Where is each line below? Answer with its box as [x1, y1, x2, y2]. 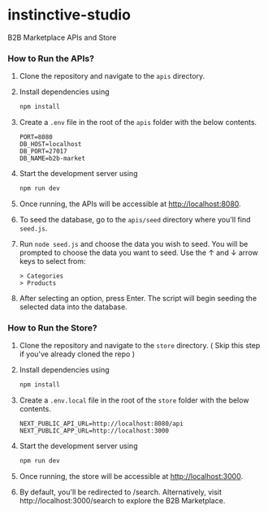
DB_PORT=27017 [19, 148, 67, 156]
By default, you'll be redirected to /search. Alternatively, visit [19, 487, 223, 497]
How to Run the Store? [7, 322, 98, 334]
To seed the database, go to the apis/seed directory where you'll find [19, 214, 251, 224]
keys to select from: [19, 256, 86, 265]
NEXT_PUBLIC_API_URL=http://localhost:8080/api [19, 420, 184, 428]
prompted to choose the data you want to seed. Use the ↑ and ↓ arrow [19, 248, 258, 257]
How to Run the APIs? [7, 53, 95, 64]
